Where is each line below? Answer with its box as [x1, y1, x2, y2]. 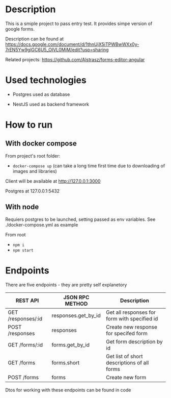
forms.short [51, 359, 80, 366]
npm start [12, 247, 34, 253]
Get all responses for [106, 309, 156, 316]
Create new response [106, 323, 158, 330]
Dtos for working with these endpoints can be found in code [5, 387, 131, 393]
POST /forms [8, 374, 39, 381]
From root [5, 231, 26, 238]
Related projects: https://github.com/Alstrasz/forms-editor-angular [5, 56, 145, 62]
